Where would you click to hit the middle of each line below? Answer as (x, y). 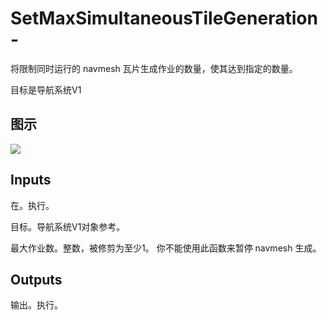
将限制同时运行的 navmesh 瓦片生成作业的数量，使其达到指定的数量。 (154, 68)
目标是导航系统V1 (46, 89)
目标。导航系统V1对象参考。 (68, 226)
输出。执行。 (36, 305)
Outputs (36, 279)
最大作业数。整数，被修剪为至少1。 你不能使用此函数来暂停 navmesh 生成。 (166, 248)
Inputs (31, 180)
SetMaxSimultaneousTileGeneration (164, 18)
